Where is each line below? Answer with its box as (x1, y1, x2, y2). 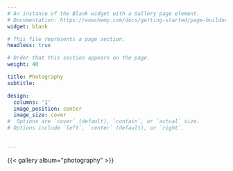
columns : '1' (13, 98, 51, 106)
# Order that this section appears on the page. (7, 55, 150, 62)
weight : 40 (7, 61, 39, 68)
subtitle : (7, 80, 36, 87)
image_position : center (13, 105, 82, 112)
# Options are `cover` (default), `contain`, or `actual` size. (7, 118, 200, 125)
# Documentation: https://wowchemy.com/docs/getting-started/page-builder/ (7, 17, 231, 24)
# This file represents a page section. (7, 35, 126, 42)
